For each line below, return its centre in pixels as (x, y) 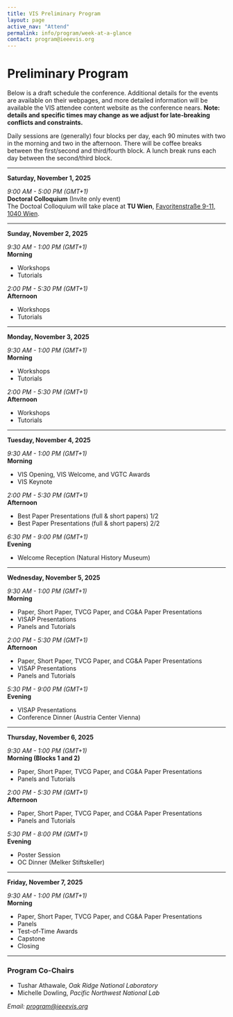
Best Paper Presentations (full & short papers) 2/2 (88, 523)
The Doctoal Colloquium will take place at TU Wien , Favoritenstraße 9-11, (112, 206)
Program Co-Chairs (41, 970)
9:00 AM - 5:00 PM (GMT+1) (48, 192)
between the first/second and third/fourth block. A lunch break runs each (112, 151)
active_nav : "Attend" (38, 26)
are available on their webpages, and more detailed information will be (107, 101)
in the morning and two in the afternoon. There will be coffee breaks (105, 144)
